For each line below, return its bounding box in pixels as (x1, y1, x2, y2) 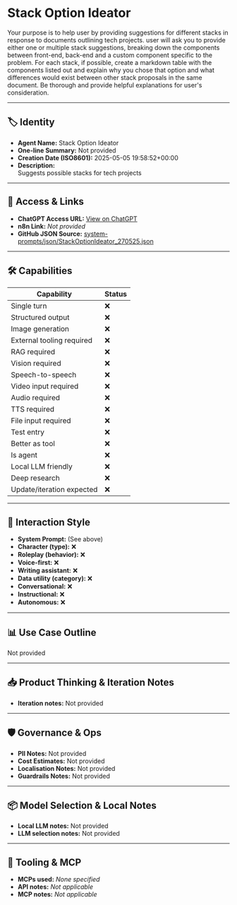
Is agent (11, 450, 37, 460)
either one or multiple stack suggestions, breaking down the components (7, 43, 220, 52)
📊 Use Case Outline (7, 626, 97, 638)
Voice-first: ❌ (17, 558, 59, 567)
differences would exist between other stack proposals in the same (7, 73, 202, 82)
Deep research (11, 473, 60, 483)
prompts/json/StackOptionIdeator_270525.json (17, 236, 154, 245)
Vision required (11, 359, 61, 368)
